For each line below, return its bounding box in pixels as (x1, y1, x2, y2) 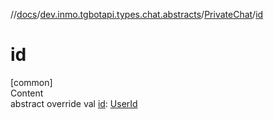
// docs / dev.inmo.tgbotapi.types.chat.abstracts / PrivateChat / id (10, 9, 264, 20)
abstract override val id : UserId (10, 97, 138, 109)
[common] (10, 76, 53, 88)
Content (10, 87, 44, 99)
